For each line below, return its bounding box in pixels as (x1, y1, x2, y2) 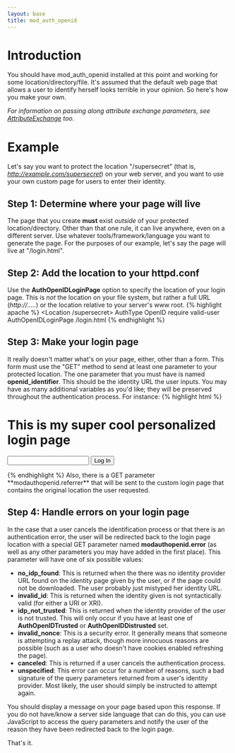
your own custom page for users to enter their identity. (7, 177, 167, 186)
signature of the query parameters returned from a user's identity (17, 673, 208, 682)
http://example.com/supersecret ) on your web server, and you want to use (7, 170, 224, 179)
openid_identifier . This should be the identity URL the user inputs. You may (7, 377, 227, 385)
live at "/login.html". (7, 246, 65, 255)
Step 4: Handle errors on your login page (7, 506, 190, 519)
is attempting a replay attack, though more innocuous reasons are (17, 636, 210, 644)
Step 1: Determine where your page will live (7, 198, 201, 210)
